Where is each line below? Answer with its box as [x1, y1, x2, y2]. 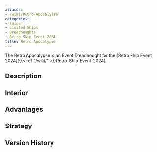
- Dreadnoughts [5, 30, 36, 35]
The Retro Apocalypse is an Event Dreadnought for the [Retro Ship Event [5, 52, 152, 58]
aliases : [5, 7, 23, 12]
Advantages [5, 105, 43, 113]
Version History [5, 138, 54, 147]
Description [5, 72, 42, 80]
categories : [5, 16, 29, 21]
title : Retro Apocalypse [5, 39, 56, 44]
